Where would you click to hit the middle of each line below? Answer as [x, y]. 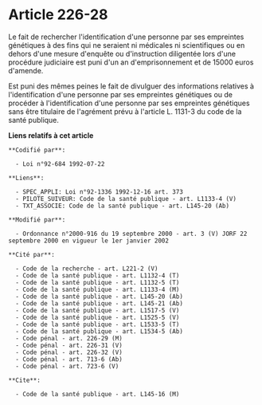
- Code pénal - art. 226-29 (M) [69, 338]
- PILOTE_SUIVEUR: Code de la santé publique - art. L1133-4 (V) [126, 199]
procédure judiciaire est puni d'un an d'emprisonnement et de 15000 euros [131, 62]
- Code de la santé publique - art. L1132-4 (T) [98, 275]
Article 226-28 [58, 15]
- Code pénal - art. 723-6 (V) [67, 366]
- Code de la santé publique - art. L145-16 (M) [98, 394]
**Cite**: [25, 380]
